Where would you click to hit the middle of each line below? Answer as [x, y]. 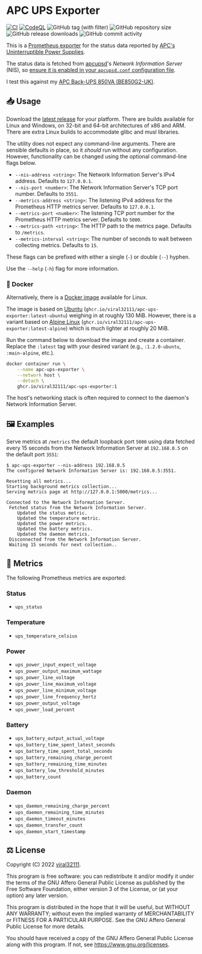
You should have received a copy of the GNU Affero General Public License [100, 938]
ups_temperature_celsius [46, 636]
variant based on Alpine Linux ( [45, 322]
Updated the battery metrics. [55, 529]
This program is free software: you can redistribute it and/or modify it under [100, 876]
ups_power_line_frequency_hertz [55, 697]
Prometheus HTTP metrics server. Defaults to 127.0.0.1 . [85, 207]
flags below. [21, 163]
